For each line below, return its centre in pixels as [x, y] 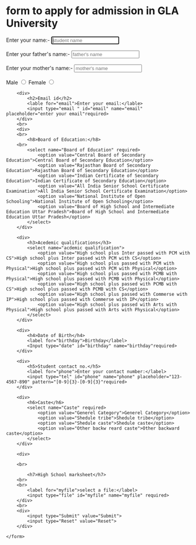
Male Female [26, 82]
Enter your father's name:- [38, 54]
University [32, 23]
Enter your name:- [28, 40]
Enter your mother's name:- [40, 68]
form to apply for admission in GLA [92, 11]
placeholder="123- [160, 376]
